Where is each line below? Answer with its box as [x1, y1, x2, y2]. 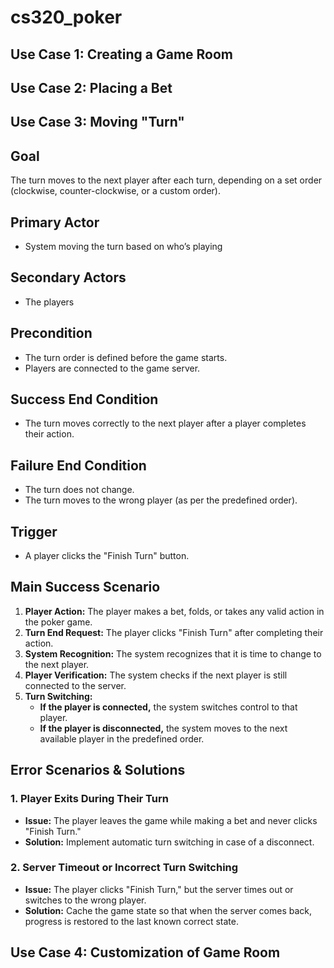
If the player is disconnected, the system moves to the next [39, 722, 288, 734]
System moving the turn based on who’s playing [24, 240, 223, 252]
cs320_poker [10, 6, 123, 29]
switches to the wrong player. [24, 894, 147, 906]
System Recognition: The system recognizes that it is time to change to [24, 647, 322, 660]
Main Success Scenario [10, 579, 161, 596]
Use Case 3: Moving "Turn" [10, 114, 185, 131]
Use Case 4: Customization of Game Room [10, 944, 281, 961]
